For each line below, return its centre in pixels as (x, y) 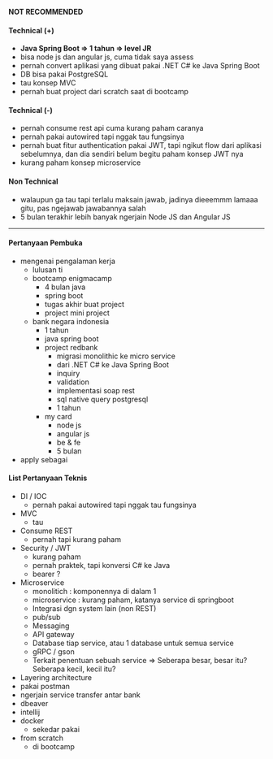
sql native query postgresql (102, 399)
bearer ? (46, 574)
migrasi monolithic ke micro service (116, 356)
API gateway (53, 635)
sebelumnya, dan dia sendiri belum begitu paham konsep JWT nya (132, 154)
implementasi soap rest (96, 390)
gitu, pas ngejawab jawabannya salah (83, 208)
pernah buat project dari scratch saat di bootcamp (104, 92)
